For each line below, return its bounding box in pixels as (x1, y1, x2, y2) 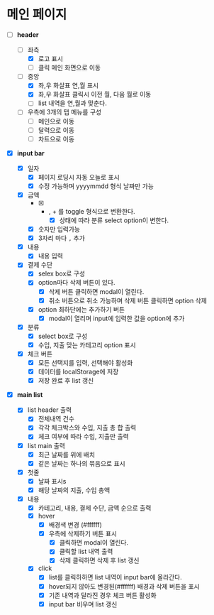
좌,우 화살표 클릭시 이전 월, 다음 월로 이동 (38, 90, 152, 99)
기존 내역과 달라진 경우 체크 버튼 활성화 (48, 591, 157, 599)
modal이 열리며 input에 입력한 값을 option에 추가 (48, 314, 185, 322)
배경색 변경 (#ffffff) (48, 521, 102, 529)
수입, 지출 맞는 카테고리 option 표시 (38, 340, 136, 349)
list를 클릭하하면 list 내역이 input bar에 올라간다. (48, 573, 182, 582)
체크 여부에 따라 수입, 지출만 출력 (38, 432, 129, 441)
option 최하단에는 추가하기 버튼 (38, 305, 125, 313)
